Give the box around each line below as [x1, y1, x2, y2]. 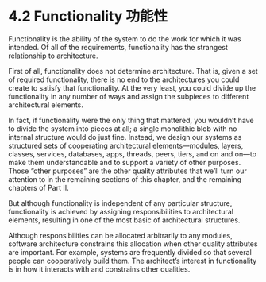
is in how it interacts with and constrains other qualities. [8, 264, 191, 274]
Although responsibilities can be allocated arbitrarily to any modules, [8, 230, 233, 240]
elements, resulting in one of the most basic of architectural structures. [8, 215, 241, 225]
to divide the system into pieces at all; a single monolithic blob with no [8, 124, 237, 133]
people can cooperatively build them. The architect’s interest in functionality [8, 256, 257, 265]
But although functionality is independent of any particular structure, [8, 198, 233, 207]
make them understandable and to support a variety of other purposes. [8, 157, 241, 167]
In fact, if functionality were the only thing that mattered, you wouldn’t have [8, 115, 254, 125]
